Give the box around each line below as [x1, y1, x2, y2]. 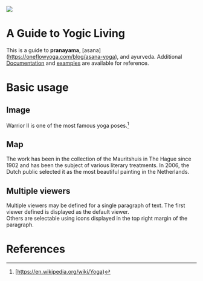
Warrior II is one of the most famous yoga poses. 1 [6, 121, 129, 129]
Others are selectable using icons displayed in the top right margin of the [6, 215, 188, 222]
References [6, 242, 65, 256]
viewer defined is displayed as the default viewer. [6, 208, 130, 216]
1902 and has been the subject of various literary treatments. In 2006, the [6, 162, 190, 169]
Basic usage [6, 81, 69, 94]
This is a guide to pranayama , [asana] [6, 46, 101, 54]
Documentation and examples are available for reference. [6, 59, 149, 67]
